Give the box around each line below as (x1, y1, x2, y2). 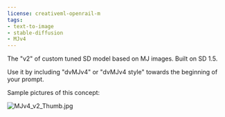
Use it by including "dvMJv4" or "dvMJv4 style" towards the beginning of (7, 68, 218, 76)
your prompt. (7, 75, 44, 83)
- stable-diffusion (7, 29, 64, 36)
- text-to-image (7, 23, 54, 30)
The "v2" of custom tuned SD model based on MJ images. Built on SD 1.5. (7, 54, 218, 63)
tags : (7, 17, 23, 23)
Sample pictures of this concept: (7, 89, 100, 97)
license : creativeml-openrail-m (7, 10, 100, 17)
